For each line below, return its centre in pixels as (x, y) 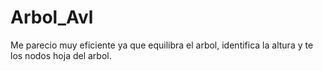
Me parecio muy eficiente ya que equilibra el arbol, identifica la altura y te (162, 45)
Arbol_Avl (52, 17)
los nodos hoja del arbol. (61, 55)
